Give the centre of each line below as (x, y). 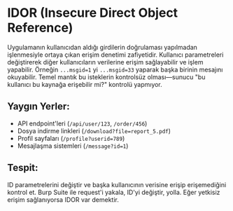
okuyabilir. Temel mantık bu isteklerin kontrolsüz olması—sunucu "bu (106, 77)
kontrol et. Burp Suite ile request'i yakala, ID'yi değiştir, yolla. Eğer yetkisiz (114, 192)
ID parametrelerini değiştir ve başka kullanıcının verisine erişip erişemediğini (117, 184)
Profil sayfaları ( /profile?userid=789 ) (71, 138)
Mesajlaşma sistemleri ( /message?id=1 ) (73, 146)
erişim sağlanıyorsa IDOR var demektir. (63, 199)
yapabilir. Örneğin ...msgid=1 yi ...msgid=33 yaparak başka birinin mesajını (115, 69)
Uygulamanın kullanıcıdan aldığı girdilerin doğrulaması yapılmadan (103, 47)
